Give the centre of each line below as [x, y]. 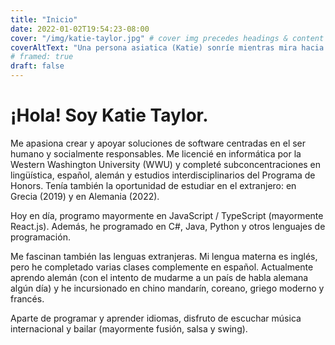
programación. [40, 237]
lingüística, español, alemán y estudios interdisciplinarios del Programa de [163, 175]
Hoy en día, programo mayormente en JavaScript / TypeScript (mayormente [167, 215]
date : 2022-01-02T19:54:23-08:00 [80, 29]
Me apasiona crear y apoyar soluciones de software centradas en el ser [158, 143]
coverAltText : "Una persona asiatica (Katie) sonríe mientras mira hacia [167, 47]
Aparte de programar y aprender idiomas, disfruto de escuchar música [156, 318]
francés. [27, 298]
